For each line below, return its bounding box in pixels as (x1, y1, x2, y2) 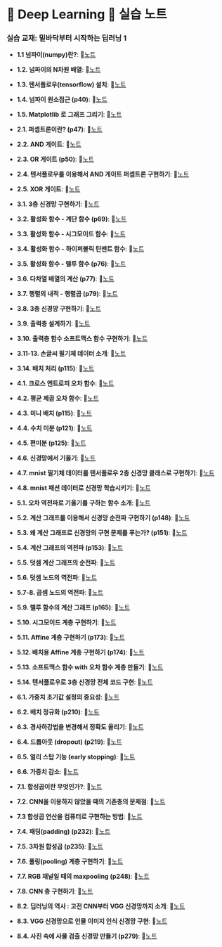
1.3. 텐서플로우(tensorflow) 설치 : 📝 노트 (16, 80, 126, 89)
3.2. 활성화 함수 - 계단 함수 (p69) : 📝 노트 (16, 215, 127, 224)
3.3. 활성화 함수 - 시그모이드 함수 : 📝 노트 (16, 230, 126, 238)
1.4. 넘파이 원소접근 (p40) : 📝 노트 (16, 96, 108, 104)
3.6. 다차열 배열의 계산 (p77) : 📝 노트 (16, 275, 115, 283)
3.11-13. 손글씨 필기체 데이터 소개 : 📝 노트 (16, 349, 126, 358)
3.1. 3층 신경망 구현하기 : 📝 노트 (16, 200, 100, 208)
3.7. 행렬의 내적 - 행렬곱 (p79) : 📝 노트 (16, 290, 119, 298)
